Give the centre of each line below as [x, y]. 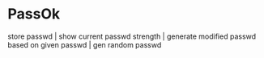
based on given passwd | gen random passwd [85, 44]
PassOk [34, 14]
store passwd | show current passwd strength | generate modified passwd [132, 36]
